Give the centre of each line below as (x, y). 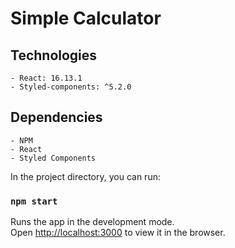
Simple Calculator (86, 18)
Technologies (54, 55)
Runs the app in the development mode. (92, 222)
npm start (34, 201)
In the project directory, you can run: (85, 176)
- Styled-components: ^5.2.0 (71, 87)
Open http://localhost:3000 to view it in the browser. (118, 233)
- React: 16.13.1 (46, 78)
